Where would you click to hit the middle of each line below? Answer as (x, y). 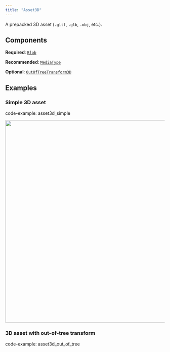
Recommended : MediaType (33, 62)
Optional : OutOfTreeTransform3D (38, 72)
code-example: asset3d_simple (38, 113)
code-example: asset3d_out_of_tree (42, 344)
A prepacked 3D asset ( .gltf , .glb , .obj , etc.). (54, 24)
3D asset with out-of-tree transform (50, 333)
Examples (21, 88)
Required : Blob (21, 52)
